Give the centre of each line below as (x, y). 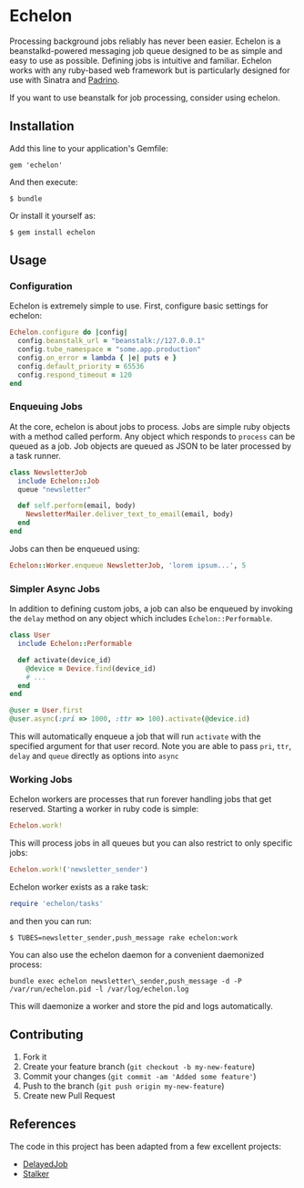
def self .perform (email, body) (77, 506)
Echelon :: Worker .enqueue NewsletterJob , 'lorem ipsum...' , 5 (128, 565)
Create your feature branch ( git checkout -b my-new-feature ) (139, 1066)
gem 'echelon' (36, 165)
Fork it (35, 1057)
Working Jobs (41, 779)
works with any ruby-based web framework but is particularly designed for (150, 70)
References (43, 1125)
